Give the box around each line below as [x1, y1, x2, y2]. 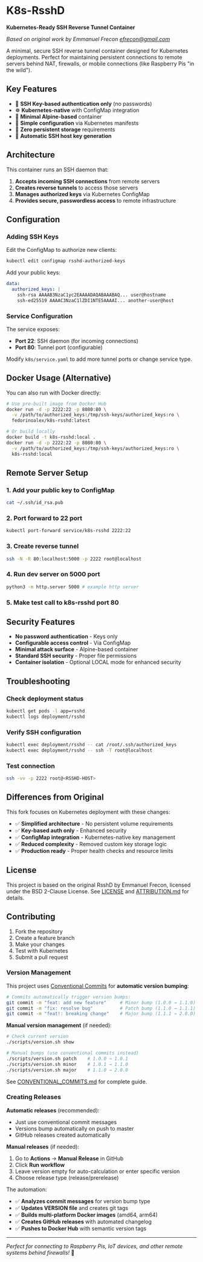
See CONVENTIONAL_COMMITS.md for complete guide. [6, 1078, 147, 1085]
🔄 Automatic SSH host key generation [14, 132, 112, 139]
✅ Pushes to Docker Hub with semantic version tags [14, 1224, 147, 1232]
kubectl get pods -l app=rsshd [6, 708, 85, 714]
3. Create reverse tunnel [6, 542, 79, 551]
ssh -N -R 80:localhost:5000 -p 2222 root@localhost [6, 556, 142, 562]
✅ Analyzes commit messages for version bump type [14, 1197, 150, 1204]
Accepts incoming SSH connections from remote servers [14, 177, 160, 185]
